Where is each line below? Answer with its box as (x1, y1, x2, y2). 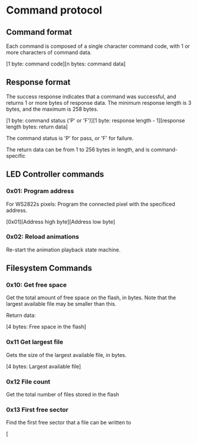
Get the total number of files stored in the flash (6, 391, 119, 398)
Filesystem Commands (6, 263, 92, 273)
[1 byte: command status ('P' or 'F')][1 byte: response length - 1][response (6, 117, 185, 124)
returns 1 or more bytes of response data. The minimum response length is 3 (6, 99, 192, 106)
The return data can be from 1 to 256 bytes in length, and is (6, 146, 150, 153)
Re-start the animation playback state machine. (6, 246, 121, 253)
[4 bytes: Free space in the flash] (6, 323, 86, 330)
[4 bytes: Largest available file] (6, 363, 81, 370)
